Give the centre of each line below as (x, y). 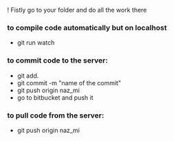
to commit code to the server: (57, 61)
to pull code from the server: (56, 115)
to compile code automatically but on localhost (87, 28)
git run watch (36, 43)
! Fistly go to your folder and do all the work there (77, 10)
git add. (28, 76)
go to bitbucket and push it (55, 97)
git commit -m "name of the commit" (69, 83)
